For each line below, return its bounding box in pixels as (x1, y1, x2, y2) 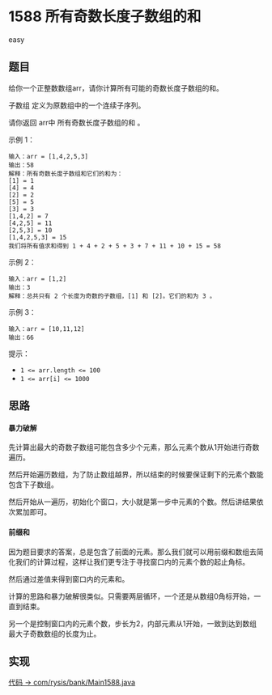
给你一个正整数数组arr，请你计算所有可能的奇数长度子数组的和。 (8, 83, 224, 93)
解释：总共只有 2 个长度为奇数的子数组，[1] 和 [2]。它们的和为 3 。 (8, 292, 216, 300)
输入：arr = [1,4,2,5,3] (8, 152, 89, 160)
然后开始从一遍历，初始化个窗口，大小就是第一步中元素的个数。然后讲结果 (8, 497, 257, 506)
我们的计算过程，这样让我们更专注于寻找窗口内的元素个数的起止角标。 (15, 557, 249, 566)
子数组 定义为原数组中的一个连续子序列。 (8, 100, 146, 110)
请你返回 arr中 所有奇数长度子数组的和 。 (8, 117, 145, 127)
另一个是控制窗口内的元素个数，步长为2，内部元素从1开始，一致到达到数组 (8, 618, 257, 628)
